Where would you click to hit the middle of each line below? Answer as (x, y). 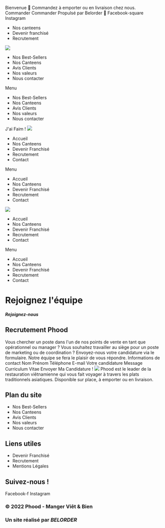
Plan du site (23, 395)
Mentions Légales (30, 466)
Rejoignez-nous (22, 314)
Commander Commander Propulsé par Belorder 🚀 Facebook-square (74, 13)
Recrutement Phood (37, 330)
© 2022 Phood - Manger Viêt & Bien (49, 506)
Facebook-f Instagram (28, 494)
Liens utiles (23, 443)
